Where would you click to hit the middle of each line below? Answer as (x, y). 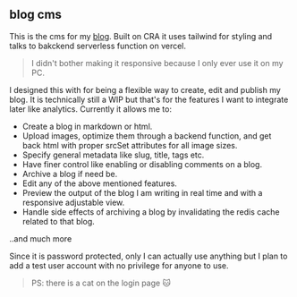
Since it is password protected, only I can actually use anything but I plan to (148, 256)
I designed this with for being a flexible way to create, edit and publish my (145, 89)
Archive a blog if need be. (70, 174)
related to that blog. (59, 221)
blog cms (36, 15)
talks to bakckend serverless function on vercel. (98, 46)
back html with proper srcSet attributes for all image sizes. (130, 145)
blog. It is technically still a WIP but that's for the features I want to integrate (149, 99)
